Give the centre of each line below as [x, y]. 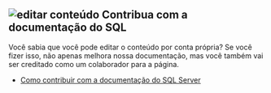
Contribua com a [144, 15]
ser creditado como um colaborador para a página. [94, 64]
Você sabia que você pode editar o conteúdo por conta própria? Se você [130, 47]
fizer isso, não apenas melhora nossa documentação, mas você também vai [136, 55]
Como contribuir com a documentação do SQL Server [110, 80]
